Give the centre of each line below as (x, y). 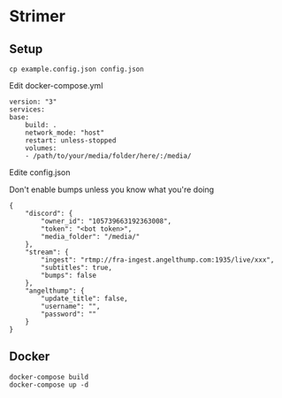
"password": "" (69, 314)
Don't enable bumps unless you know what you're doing (112, 189)
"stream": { (47, 252)
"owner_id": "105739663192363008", (107, 221)
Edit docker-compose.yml (56, 85)
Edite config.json (40, 172)
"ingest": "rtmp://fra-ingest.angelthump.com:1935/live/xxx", (158, 260)
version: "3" (33, 102)
